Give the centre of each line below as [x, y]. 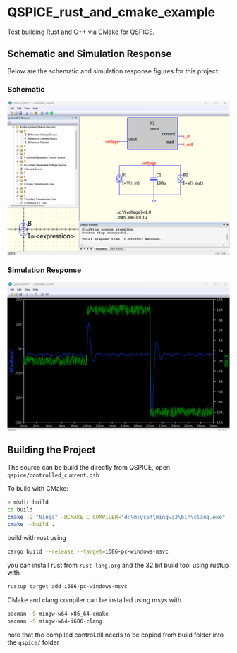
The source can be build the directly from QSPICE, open [89, 467]
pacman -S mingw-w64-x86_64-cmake [58, 614]
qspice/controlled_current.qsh [53, 475]
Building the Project [51, 450]
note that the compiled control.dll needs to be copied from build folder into [116, 635]
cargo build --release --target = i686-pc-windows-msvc [88, 552]
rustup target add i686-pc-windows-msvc [68, 587]
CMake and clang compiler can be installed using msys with [95, 600]
